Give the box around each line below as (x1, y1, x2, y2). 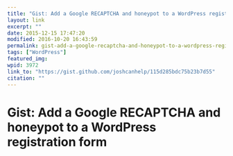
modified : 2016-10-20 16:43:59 (7, 36, 98, 43)
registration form (7, 134, 107, 150)
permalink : (7, 42, 39, 49)
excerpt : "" (7, 23, 42, 30)
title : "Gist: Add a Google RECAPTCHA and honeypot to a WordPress (7, 10, 207, 17)
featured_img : (7, 55, 49, 62)
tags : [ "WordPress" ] (7, 49, 67, 56)
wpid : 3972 (7, 62, 39, 69)
